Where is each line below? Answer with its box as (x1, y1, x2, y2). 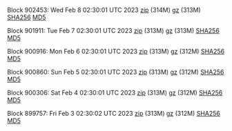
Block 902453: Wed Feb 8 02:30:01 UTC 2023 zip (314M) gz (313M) (7, 6, 202, 14)
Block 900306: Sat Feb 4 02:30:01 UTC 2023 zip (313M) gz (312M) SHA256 (7, 89, 223, 97)
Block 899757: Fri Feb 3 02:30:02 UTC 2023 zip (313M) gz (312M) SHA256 (7, 110, 221, 117)
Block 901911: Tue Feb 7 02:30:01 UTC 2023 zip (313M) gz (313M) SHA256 (7, 27, 220, 34)
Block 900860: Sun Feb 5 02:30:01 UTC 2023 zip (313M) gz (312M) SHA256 (7, 68, 224, 76)
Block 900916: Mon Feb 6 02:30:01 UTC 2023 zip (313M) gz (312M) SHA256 (7, 48, 225, 55)
